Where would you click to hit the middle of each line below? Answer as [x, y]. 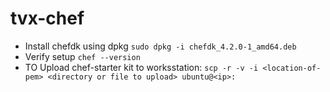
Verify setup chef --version [82, 56]
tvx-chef [47, 18]
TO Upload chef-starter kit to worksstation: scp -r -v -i [141, 67]
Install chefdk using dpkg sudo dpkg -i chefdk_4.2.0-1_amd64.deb [160, 46]
